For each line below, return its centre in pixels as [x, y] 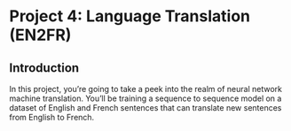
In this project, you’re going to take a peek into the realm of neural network [145, 89]
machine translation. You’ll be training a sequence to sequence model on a [145, 98]
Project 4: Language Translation [130, 16]
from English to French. [52, 117]
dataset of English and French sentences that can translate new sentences [145, 108]
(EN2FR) [40, 35]
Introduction [44, 68]
